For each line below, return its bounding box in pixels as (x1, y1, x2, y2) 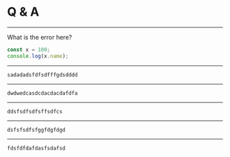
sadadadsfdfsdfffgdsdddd (7, 71, 78, 78)
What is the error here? (7, 33, 73, 41)
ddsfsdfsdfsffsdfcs (7, 108, 63, 115)
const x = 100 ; (7, 46, 51, 53)
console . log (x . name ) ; (7, 53, 69, 59)
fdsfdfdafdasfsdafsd (7, 145, 66, 152)
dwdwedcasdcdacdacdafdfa (7, 89, 78, 96)
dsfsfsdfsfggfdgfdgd (7, 126, 66, 133)
